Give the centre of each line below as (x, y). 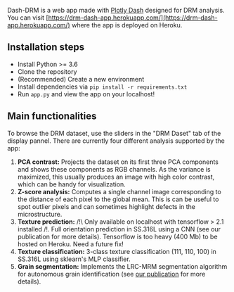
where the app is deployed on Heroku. (127, 25)
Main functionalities (52, 116)
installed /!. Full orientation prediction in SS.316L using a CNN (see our (119, 229)
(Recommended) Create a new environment (81, 79)
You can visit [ (28, 18)
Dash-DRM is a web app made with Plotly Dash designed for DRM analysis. (116, 10)
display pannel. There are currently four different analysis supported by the (116, 141)
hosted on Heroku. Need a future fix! (71, 244)
